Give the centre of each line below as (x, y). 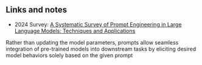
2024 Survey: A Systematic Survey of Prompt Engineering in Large (98, 24)
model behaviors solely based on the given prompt (69, 55)
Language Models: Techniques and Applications (75, 31)
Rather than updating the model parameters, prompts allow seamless (92, 42)
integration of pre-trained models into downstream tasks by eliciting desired (101, 49)
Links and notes (37, 10)
